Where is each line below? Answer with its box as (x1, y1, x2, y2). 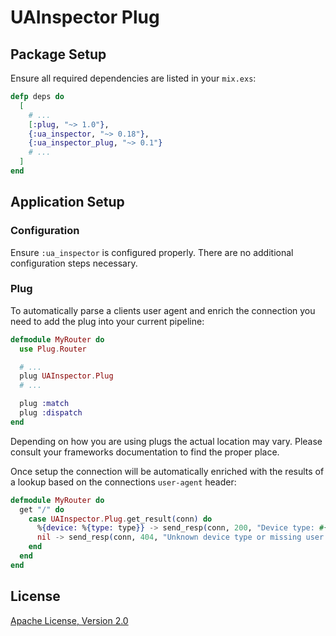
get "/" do (19, 504, 65, 515)
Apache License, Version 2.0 (10, 614, 129, 626)
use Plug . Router (19, 344, 87, 354)
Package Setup (10, 46, 107, 63)
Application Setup (10, 194, 125, 211)
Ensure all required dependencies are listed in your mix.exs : (10, 72, 257, 84)
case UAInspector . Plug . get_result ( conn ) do (28, 514, 213, 524)
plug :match (19, 399, 70, 409)
